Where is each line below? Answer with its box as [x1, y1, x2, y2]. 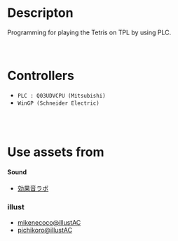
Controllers [7, 68, 75, 84]
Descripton [7, 5, 74, 21]
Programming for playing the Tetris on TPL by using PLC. [7, 28, 172, 37]
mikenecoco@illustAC [17, 218, 81, 226]
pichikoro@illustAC [17, 226, 72, 234]
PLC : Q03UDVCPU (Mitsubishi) [17, 92, 107, 99]
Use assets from [7, 144, 104, 160]
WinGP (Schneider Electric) [17, 100, 100, 107]
